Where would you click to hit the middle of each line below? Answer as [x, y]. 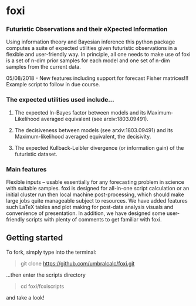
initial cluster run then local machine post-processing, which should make [95, 194]
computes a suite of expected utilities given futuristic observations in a [92, 48]
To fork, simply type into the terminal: [51, 252]
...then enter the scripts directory [46, 275]
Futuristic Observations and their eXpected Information [87, 29]
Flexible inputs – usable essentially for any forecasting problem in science [95, 182]
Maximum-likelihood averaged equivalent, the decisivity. [83, 136]
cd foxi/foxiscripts [42, 286]
